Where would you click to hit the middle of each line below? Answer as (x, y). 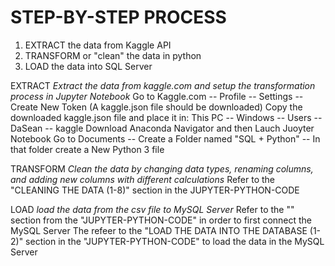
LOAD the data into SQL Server (88, 66)
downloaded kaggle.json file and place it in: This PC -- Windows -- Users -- (166, 117)
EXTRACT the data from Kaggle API (98, 45)
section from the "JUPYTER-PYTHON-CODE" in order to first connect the (161, 220)
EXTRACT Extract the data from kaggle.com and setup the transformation (163, 85)
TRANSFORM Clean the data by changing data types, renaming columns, (162, 168)
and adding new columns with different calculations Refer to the (143, 179)
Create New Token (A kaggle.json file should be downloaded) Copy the (156, 107)
